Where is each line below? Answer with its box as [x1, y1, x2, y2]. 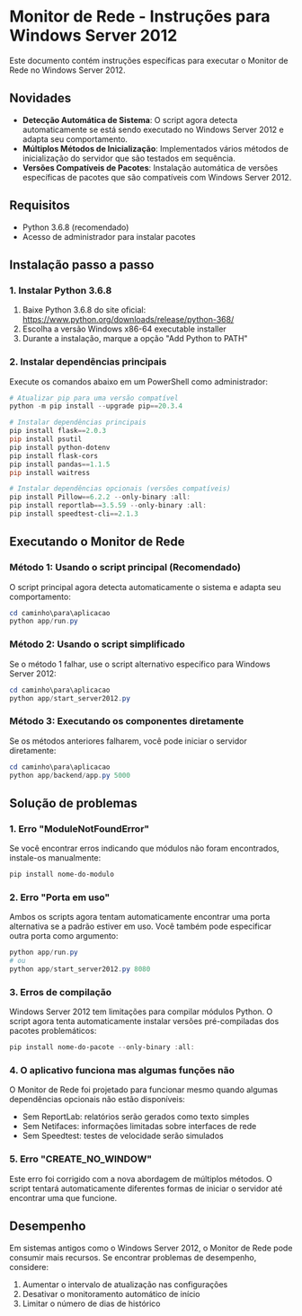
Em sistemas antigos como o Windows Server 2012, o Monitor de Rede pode [9, 1242, 293, 1253]
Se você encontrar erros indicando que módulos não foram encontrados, [9, 843, 280, 854]
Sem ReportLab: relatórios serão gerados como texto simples [22, 1111, 250, 1122]
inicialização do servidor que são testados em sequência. [22, 153, 235, 163]
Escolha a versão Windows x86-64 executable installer [22, 323, 226, 334]
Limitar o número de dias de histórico [22, 1298, 161, 1309]
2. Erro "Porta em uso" [9, 891, 111, 904]
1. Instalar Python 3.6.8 [9, 284, 112, 296]
